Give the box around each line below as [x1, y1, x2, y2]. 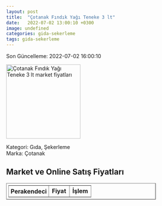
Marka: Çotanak [6, 150, 46, 157]
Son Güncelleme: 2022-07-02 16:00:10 [6, 53, 101, 59]
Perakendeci [11, 187, 47, 195]
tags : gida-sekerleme [6, 36, 60, 42]
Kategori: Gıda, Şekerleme [6, 144, 71, 150]
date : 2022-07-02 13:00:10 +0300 [6, 20, 94, 26]
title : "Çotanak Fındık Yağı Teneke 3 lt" [6, 14, 116, 20]
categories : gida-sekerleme [6, 31, 76, 37]
